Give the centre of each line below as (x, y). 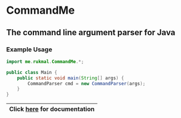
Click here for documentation (52, 109)
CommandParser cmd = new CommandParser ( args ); (87, 83)
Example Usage (29, 49)
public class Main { (32, 72)
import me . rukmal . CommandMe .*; (45, 61)
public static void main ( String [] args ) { (70, 78)
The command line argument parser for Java (91, 32)
